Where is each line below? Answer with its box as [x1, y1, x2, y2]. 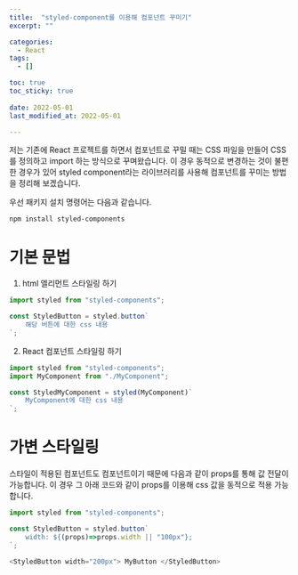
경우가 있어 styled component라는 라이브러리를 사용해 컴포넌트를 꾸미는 [18, 166, 270, 178]
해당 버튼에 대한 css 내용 [25, 320, 109, 329]
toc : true [9, 78, 46, 87]
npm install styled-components [9, 215, 125, 223]
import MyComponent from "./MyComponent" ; [9, 371, 169, 381]
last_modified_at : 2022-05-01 [9, 111, 122, 120]
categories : [9, 37, 53, 46]
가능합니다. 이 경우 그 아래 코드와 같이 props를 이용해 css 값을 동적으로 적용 [9, 480, 273, 490]
